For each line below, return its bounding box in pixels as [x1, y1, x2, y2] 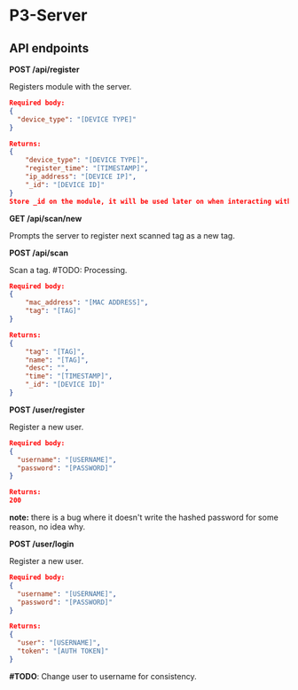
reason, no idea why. [9, 521, 86, 532]
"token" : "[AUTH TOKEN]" [17, 647, 109, 655]
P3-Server [9, 5, 88, 26]
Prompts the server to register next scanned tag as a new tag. [9, 230, 235, 240]
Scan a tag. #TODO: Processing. [9, 264, 128, 275]
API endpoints [9, 41, 90, 56]
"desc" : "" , [25, 364, 69, 372]
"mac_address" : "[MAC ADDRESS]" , [25, 298, 149, 307]
